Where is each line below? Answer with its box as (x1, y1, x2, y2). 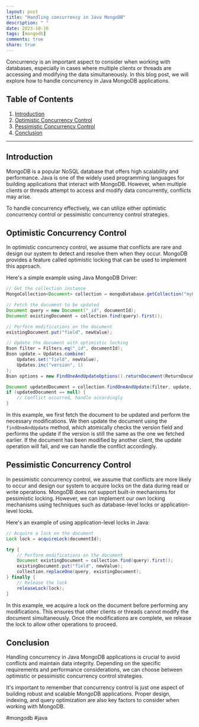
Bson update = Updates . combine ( (6, 351, 86, 357)
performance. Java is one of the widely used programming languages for (6, 174, 185, 181)
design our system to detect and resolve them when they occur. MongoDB (6, 250, 188, 257)
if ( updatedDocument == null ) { (6, 389, 86, 395)
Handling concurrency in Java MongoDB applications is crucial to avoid (6, 653, 181, 660)
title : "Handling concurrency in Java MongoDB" (6, 14, 126, 20)
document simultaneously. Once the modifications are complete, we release (6, 614, 192, 621)
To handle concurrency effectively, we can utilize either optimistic (6, 204, 167, 212)
